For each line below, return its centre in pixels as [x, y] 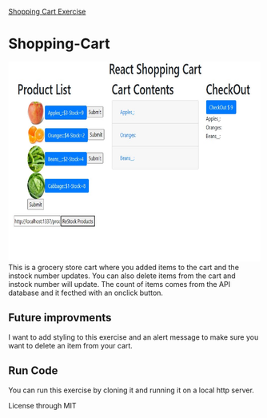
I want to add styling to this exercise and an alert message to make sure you [133, 337]
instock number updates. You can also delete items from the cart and [122, 276]
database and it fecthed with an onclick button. [86, 293]
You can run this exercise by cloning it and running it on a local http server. [131, 390]
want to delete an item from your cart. [71, 345]
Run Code [33, 371]
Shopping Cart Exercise [47, 12]
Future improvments [60, 318]
